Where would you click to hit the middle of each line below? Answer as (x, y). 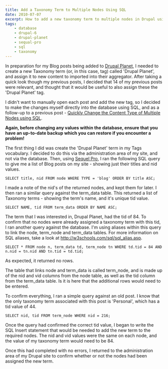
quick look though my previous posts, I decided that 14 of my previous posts (84, 82)
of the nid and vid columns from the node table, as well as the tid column (80, 276)
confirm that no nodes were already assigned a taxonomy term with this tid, (83, 222)
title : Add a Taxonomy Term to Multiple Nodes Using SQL (66, 10)
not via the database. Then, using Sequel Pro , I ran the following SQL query (83, 158)
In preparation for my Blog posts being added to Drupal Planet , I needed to (82, 66)
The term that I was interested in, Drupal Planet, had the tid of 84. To (76, 216)
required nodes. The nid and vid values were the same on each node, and (81, 336)
